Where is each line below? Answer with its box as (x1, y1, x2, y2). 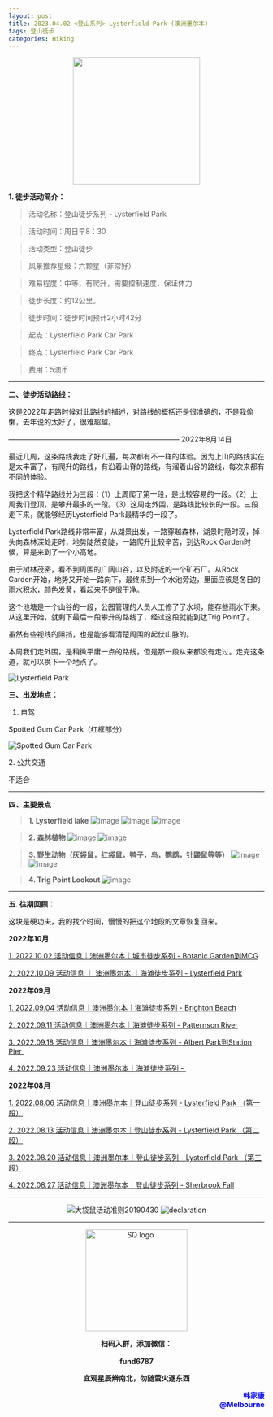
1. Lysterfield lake (28, 816, 89, 826)
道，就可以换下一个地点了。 (8, 657, 102, 667)
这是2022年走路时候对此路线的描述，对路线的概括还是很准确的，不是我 (8, 407, 247, 417)
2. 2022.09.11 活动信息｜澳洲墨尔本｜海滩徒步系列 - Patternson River (8, 1020, 238, 1030)
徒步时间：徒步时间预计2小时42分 (28, 313, 142, 323)
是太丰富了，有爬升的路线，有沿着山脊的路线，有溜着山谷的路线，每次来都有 (8, 462, 265, 472)
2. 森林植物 (28, 832, 67, 842)
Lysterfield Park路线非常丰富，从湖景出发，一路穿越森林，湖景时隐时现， (8, 527, 253, 537)
